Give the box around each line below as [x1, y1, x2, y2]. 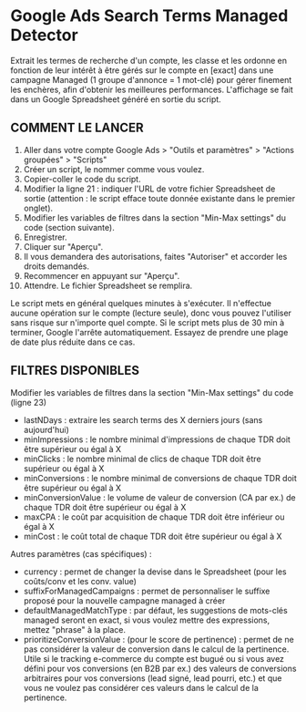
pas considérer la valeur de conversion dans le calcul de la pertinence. [23, 644, 290, 655]
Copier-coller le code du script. [23, 173, 141, 184]
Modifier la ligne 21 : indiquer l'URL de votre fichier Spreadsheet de [23, 183, 276, 194]
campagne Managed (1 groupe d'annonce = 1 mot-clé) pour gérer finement [10, 74, 292, 85]
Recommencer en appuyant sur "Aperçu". [23, 270, 180, 281]
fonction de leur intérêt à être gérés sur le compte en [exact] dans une [10, 65, 274, 76]
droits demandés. [23, 261, 90, 272]
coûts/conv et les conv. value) [23, 575, 138, 586]
